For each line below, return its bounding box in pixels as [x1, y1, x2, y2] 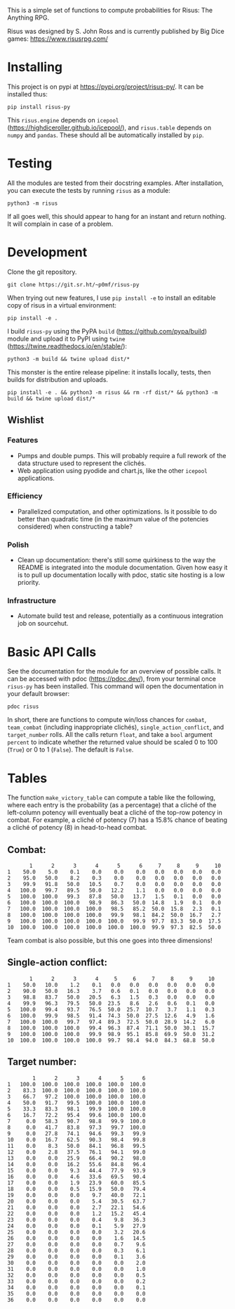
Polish [7, 540, 29, 550]
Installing [7, 59, 63, 75]
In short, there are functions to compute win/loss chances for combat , [7, 716, 207, 724]
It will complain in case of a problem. [7, 220, 114, 228]
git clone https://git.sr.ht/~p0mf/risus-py [7, 281, 140, 288]
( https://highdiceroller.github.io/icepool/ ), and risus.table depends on [7, 123, 212, 132]
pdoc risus [7, 703, 39, 710]
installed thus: [7, 89, 48, 98]
